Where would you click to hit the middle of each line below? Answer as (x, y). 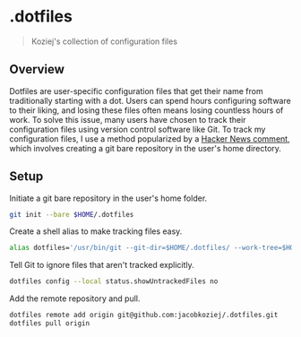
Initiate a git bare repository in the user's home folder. (108, 198)
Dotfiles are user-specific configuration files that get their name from (136, 91)
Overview (37, 69)
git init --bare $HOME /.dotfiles (72, 214)
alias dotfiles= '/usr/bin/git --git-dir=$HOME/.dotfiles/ (120, 248)
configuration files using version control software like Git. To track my (138, 129)
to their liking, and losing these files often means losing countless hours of (146, 110)
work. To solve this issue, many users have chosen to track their (128, 119)
